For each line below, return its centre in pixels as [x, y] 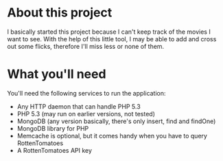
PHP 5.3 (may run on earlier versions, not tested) [86, 114]
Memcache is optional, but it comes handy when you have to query [112, 136]
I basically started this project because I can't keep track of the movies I [109, 32]
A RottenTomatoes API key [55, 150]
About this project [60, 13]
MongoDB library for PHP [53, 128]
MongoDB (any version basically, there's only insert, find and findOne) [116, 121]
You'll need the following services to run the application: [86, 93]
